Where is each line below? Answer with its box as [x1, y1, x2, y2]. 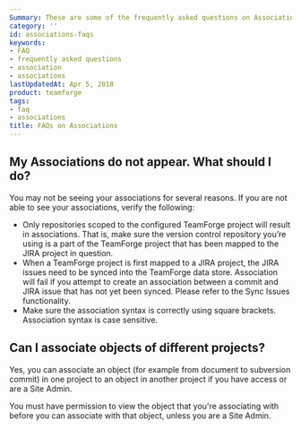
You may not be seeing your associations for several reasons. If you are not [9, 192, 288, 202]
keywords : [9, 38, 47, 47]
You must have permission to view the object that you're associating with [9, 400, 279, 411]
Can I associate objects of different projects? [9, 340, 266, 356]
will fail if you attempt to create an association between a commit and [21, 276, 279, 287]
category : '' [9, 21, 58, 30]
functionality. [21, 295, 71, 305]
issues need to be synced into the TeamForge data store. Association [21, 266, 279, 278]
